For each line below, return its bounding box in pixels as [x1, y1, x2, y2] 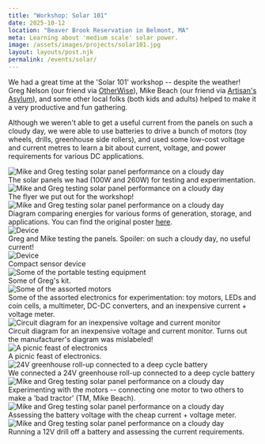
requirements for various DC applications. [8, 151, 145, 160]
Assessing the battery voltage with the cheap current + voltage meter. [8, 410, 237, 420]
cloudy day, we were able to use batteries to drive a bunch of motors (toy [8, 126, 248, 135]
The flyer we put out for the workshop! [8, 191, 134, 201]
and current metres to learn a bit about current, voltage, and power [8, 143, 227, 152]
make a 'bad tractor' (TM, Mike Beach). [8, 393, 136, 403]
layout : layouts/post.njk [8, 48, 93, 56]
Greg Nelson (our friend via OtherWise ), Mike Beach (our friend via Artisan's [8, 85, 257, 95]
